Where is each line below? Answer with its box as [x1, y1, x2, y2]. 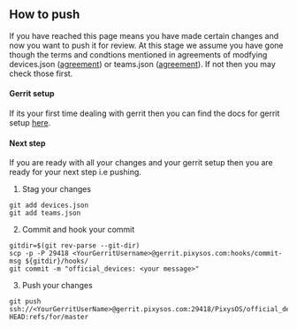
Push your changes [21, 280, 93, 291]
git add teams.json [9, 209, 81, 218]
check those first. [9, 68, 73, 79]
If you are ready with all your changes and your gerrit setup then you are [9, 157, 273, 168]
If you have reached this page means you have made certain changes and [9, 30, 279, 41]
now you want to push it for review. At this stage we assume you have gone [9, 40, 285, 50]
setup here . [9, 118, 51, 128]
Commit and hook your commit [21, 225, 135, 235]
